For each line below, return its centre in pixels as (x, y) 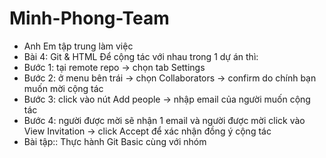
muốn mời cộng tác (63, 88)
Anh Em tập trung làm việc (78, 46)
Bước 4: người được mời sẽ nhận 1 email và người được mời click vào (164, 120)
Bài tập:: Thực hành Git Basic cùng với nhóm (115, 141)
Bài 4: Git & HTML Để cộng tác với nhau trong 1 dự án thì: (141, 56)
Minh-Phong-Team (89, 18)
